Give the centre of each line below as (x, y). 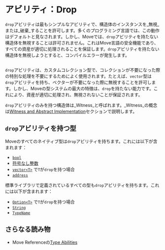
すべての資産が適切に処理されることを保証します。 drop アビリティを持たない (82, 49)
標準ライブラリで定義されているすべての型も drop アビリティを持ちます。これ (82, 185)
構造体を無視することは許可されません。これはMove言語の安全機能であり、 (82, 42)
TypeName (21, 213)
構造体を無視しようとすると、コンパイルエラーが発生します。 (67, 55)
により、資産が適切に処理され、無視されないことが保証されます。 (76, 94)
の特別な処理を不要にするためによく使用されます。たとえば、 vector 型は (78, 76)
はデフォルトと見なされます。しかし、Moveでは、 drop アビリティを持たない (82, 37)
